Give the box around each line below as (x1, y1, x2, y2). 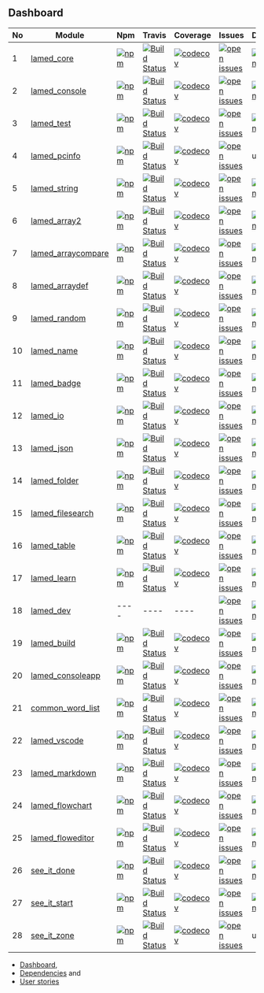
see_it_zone (31, 929, 75, 940)
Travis (142, 29, 167, 40)
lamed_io (31, 409, 64, 421)
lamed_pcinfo (31, 150, 81, 161)
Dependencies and (19, 968, 81, 977)
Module (55, 29, 85, 40)
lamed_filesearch (31, 507, 94, 518)
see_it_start (31, 897, 73, 908)
